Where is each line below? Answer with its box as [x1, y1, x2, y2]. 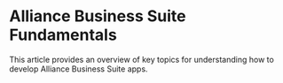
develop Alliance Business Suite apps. [9, 64, 148, 74]
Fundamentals [9, 25, 117, 45]
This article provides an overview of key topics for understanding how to [9, 54, 275, 64]
